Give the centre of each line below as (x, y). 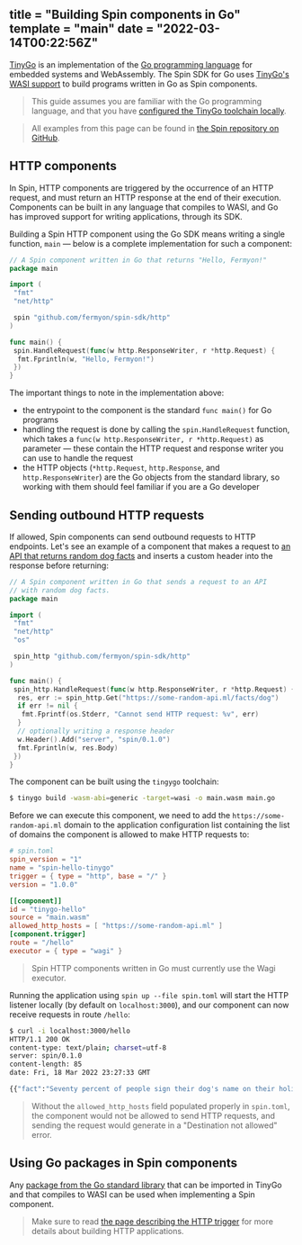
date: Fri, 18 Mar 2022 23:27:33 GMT (80, 1073)
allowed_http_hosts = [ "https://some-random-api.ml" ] (116, 926)
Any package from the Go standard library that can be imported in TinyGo (146, 1185)
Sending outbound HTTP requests (107, 515)
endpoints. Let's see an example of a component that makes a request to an (150, 546)
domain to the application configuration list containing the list (177, 825)
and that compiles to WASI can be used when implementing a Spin (133, 1194)
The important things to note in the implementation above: (117, 393)
